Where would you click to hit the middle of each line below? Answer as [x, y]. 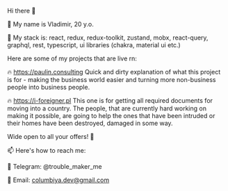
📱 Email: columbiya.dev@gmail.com [58, 180]
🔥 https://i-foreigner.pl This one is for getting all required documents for [110, 100]
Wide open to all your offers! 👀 [51, 136]
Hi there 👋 [22, 11]
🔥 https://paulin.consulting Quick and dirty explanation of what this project [114, 72]
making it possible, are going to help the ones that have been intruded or [111, 116]
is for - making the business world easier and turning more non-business [112, 80]
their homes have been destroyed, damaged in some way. [90, 123]
